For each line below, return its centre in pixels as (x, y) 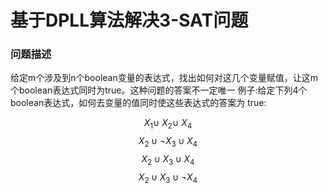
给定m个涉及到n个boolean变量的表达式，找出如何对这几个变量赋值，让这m (164, 78)
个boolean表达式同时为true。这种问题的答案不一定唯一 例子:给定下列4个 (159, 90)
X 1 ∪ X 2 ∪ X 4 (168, 124)
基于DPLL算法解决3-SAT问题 (129, 20)
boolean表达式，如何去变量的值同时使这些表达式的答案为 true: (138, 103)
